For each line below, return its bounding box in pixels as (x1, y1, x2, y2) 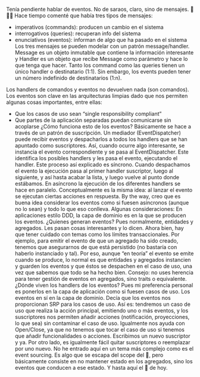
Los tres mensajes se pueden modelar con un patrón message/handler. (14, 42, 190, 50)
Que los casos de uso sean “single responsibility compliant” (14, 111, 162, 117)
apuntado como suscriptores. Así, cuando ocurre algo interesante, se (14, 142, 185, 149)
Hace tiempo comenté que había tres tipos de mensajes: (14, 12, 153, 19)
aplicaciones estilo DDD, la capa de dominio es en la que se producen (14, 212, 186, 219)
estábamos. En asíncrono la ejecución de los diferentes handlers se (14, 180, 180, 187)
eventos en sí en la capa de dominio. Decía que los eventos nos (14, 295, 171, 301)
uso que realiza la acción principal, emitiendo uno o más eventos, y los (14, 307, 189, 314)
